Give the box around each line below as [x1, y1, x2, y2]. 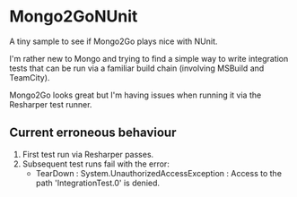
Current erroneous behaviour [9, 125, 177, 141]
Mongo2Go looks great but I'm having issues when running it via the [9, 90, 262, 100]
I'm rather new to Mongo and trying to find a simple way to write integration [9, 53, 289, 64]
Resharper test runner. [9, 98, 92, 109]
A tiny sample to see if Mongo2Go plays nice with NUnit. [9, 36, 218, 47]
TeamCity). [9, 72, 50, 82]
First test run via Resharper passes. [22, 149, 154, 159]
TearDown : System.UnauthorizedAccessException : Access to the [35, 167, 283, 178]
